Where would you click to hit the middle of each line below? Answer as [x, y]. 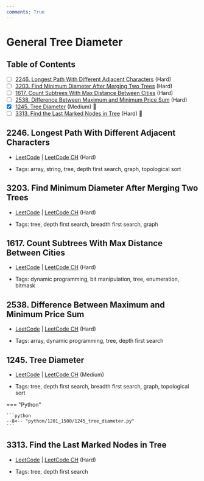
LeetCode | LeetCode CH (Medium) [60, 374]
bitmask [25, 286]
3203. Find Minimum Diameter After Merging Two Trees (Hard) [94, 86]
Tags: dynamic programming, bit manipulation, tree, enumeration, [97, 279]
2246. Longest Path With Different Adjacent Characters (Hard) [93, 79]
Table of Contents [41, 65]
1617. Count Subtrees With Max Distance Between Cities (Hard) [94, 93]
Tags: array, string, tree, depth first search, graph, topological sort [98, 169]
